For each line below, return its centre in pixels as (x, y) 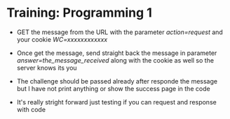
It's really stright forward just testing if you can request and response (116, 102)
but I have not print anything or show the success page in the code (114, 88)
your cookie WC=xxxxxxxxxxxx (62, 39)
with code (31, 109)
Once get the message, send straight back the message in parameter (117, 53)
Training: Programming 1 (79, 13)
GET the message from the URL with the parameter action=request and (120, 32)
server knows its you (47, 68)
